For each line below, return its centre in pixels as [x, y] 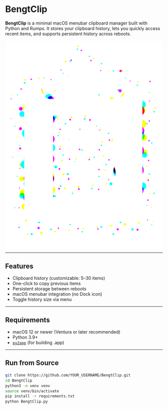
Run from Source [32, 363]
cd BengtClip [19, 380]
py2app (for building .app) [38, 343]
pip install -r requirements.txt [40, 396]
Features [19, 266]
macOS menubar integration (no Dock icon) [57, 294]
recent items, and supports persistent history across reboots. [68, 34]
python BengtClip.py [27, 401]
